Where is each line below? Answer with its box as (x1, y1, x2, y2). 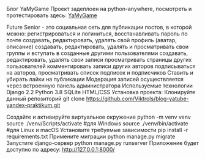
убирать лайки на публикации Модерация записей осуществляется (6, 76, 184, 83)
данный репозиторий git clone (6, 95, 85, 102)
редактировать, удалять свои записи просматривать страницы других (6, 56, 192, 63)
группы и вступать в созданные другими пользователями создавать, (6, 50, 188, 57)
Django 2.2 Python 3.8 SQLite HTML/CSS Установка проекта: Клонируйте (6, 89, 196, 95)
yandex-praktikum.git (6, 102, 61, 109)
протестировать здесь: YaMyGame (6, 12, 97, 19)
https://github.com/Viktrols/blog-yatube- (86, 95, 189, 102)
